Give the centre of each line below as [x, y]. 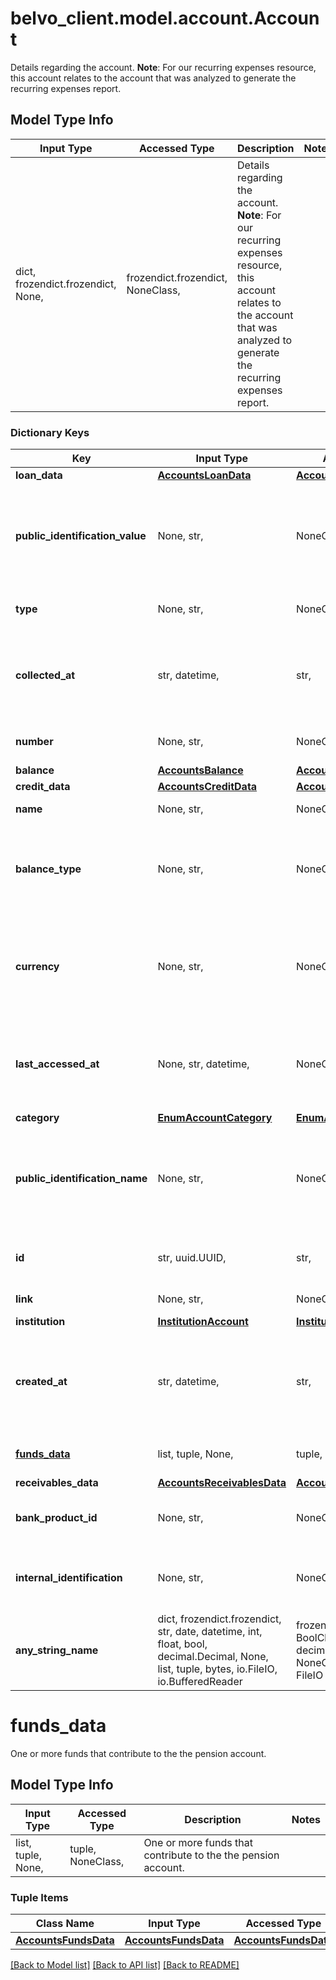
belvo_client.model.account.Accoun [165, 18]
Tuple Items [39, 1897]
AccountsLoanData [204, 475]
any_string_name [57, 1650]
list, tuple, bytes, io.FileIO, [217, 1669]
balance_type [48, 869]
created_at [41, 1382]
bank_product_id [56, 1518]
